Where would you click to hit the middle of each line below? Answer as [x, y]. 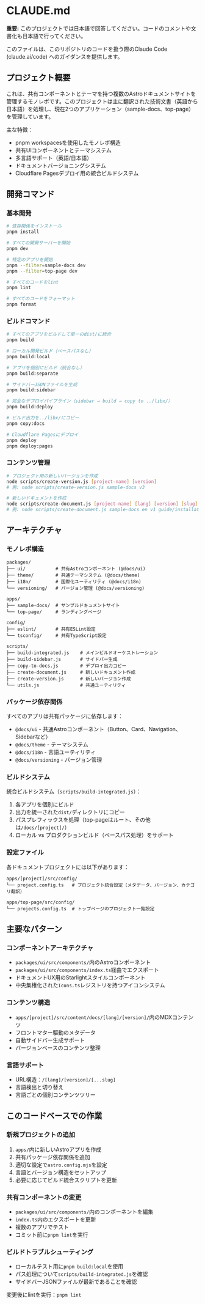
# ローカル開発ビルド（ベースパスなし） [50, 351]
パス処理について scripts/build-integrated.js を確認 [81, 1274]
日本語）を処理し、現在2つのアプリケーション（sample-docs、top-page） [100, 109]
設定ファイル [25, 852]
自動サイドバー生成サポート [50, 1040]
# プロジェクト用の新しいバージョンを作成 [52, 476]
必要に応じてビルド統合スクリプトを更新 [66, 1180]
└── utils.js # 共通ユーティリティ [66, 685]
